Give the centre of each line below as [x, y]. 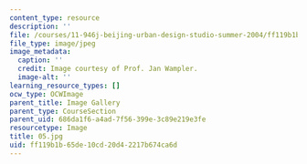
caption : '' [41, 60]
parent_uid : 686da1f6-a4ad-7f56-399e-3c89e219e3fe [108, 119]
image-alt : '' [44, 77]
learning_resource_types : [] [65, 86]
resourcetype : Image [49, 128]
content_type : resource [55, 18]
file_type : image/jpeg [53, 43]
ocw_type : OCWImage [47, 94]
